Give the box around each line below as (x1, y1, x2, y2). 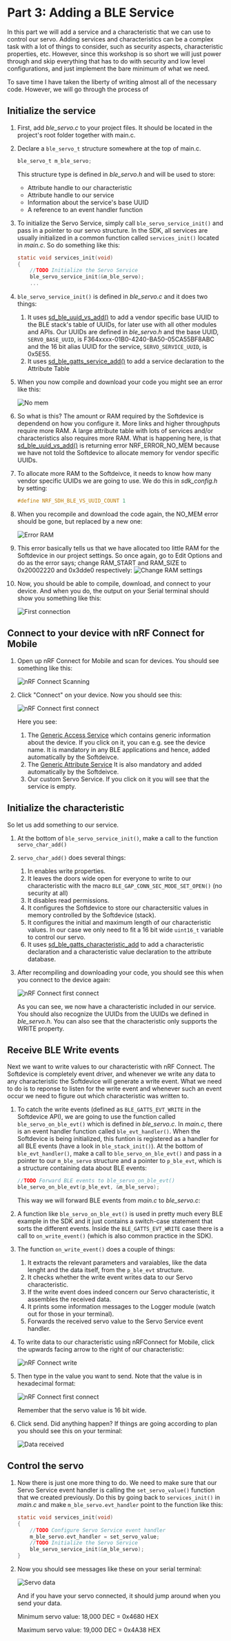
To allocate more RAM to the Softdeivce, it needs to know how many (17, 470, 212, 477)
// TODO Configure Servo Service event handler (30, 1526, 166, 1534)
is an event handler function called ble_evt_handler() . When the (17, 1127, 201, 1135)
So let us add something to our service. (7, 820, 119, 829)
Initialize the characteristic (7, 803, 125, 814)
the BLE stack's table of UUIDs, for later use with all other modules (27, 320, 217, 329)
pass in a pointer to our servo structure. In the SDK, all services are (17, 226, 208, 234)
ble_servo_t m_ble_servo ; (17, 157, 92, 164)
